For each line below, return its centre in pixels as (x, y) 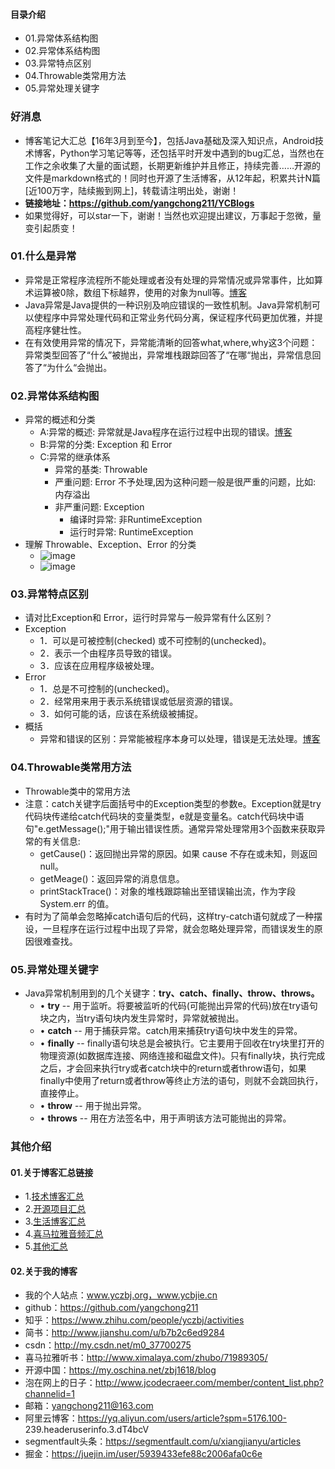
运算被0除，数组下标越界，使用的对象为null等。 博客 (140, 292)
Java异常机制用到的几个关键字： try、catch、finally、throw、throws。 (172, 993)
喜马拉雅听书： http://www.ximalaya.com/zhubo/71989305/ (146, 1358)
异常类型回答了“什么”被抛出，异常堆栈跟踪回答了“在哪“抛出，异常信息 (168, 355)
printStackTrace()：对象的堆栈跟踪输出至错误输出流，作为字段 (167, 891)
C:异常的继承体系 (75, 457)
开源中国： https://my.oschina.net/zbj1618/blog (120, 1370)
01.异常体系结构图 (61, 38)
